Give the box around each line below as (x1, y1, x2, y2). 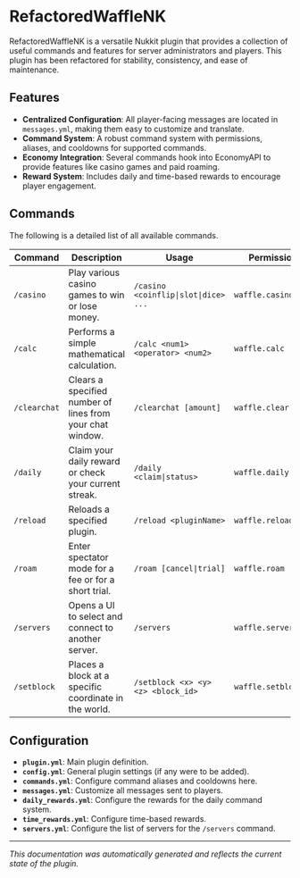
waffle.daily (233, 467, 290, 477)
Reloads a (68, 503, 110, 515)
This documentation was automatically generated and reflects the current (9, 849, 282, 859)
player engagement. (21, 180, 96, 191)
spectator (68, 551, 109, 564)
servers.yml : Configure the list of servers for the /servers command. (21, 824, 276, 834)
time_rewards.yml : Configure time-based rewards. (21, 814, 207, 824)
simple (68, 337, 96, 349)
